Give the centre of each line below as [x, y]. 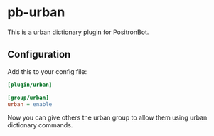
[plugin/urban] [30, 85]
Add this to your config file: [47, 71]
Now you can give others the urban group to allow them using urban [107, 117]
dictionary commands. [40, 125]
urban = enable [30, 104]
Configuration [39, 54]
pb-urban [36, 12]
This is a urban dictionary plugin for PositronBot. [78, 32]
